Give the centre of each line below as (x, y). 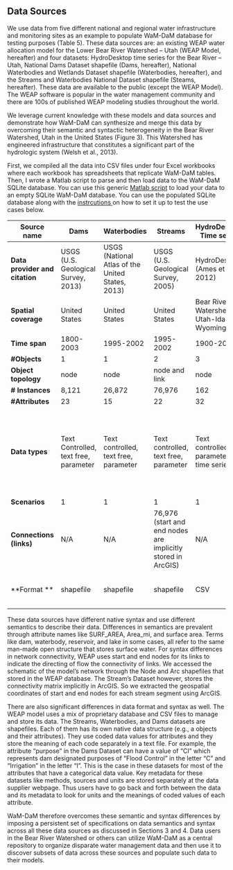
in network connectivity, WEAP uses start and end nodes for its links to (109, 656)
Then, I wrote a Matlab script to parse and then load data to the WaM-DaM (114, 180)
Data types (29, 451)
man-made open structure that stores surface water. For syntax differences (115, 649)
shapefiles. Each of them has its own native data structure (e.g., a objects (112, 729)
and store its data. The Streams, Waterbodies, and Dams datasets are (106, 721)
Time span (28, 343)
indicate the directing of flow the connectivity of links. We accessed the (110, 663)
